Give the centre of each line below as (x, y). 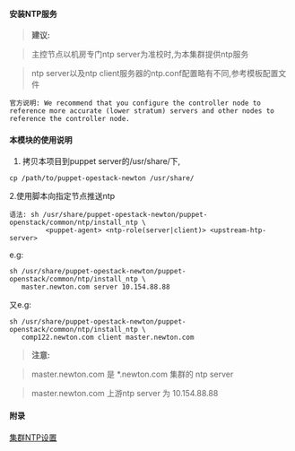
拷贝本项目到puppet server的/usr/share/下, (101, 161)
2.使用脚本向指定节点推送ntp (62, 196)
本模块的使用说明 (41, 140)
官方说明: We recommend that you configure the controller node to (135, 103)
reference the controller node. (69, 119)
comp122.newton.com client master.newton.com (108, 338)
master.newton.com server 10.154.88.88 (95, 287)
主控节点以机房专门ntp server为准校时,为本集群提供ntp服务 (140, 55)
